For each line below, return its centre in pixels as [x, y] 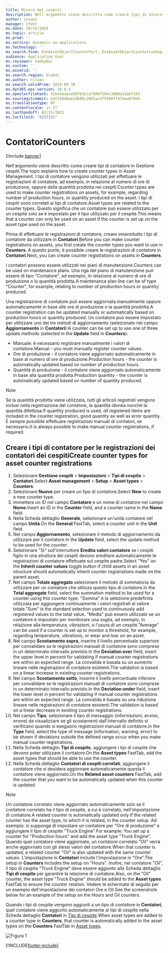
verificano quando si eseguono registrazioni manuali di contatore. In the [86, 726]
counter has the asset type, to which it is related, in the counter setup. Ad [81, 820]
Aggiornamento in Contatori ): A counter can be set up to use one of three [82, 328]
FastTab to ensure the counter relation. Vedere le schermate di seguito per [82, 884]
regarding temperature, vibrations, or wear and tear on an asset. [79, 635]
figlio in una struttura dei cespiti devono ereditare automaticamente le [84, 556]
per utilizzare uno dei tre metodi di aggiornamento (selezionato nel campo [82, 323]
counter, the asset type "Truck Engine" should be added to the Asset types [83, 879]
